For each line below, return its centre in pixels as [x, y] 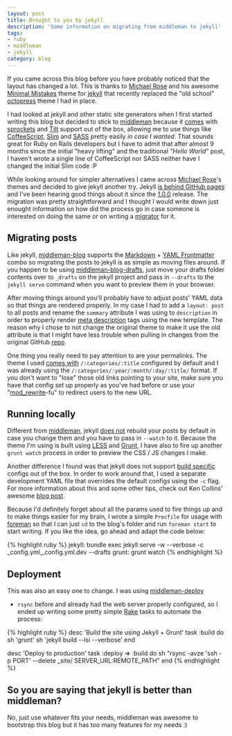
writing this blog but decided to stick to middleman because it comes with [113, 122]
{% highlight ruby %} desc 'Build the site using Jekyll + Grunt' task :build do [116, 633]
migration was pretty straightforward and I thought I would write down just [113, 201]
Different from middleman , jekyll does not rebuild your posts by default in [111, 430]
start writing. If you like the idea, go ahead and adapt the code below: [106, 531]
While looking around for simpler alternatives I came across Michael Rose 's [114, 179]
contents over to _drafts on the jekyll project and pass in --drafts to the [111, 277]
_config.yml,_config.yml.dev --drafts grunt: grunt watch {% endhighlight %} [115, 552]
